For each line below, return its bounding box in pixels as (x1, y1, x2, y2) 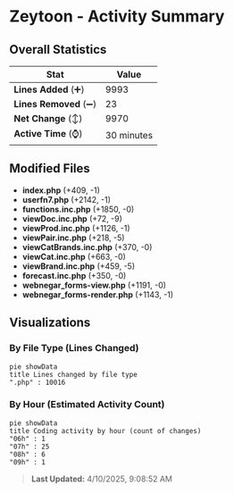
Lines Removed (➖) (13, 98, 96, 110)
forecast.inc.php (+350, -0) (21, 270, 127, 280)
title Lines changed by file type (9, 370, 138, 379)
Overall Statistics (9, 42, 107, 57)
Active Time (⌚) (13, 128, 83, 139)
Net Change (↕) (13, 113, 83, 124)
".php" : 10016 (9, 378, 66, 387)
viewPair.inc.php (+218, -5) (21, 232, 125, 243)
